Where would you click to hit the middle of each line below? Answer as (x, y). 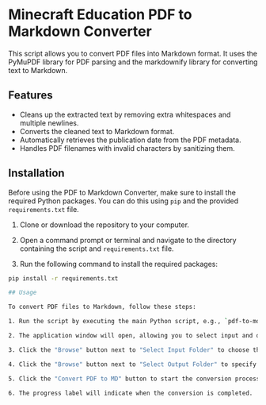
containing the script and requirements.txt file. (97, 249)
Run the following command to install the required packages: (118, 264)
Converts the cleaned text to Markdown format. (97, 131)
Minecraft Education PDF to (100, 15)
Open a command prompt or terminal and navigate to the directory (128, 240)
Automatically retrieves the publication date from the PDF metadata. (130, 140)
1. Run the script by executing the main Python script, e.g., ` (118, 322)
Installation (36, 174)
